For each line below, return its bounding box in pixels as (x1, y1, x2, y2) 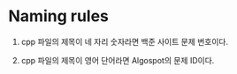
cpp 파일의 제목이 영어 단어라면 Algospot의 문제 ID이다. (20, 55, 215, 65)
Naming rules (8, 6, 110, 26)
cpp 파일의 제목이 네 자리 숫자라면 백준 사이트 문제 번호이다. (20, 36, 229, 47)
